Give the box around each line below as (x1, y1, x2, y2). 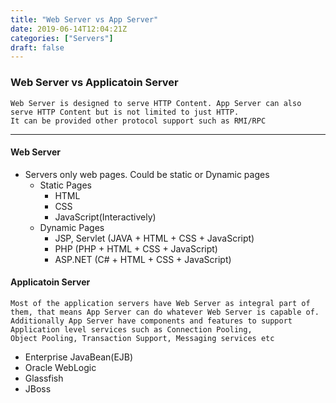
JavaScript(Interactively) (54, 211, 157, 223)
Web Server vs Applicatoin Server (10, 76, 179, 90)
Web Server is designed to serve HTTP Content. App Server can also (10, 98, 302, 108)
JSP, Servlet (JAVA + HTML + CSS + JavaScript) (54, 232, 255, 244)
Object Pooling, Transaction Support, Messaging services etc (10, 333, 275, 343)
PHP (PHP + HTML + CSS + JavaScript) (54, 242, 218, 255)
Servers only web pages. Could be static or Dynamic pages (24, 168, 270, 180)
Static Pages (39, 179, 92, 191)
